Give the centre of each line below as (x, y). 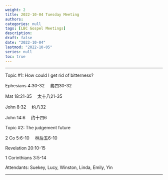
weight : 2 (15, 10)
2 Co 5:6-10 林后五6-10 (31, 138)
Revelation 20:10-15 (25, 148)
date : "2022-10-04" (25, 43)
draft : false (19, 38)
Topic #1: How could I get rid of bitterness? (49, 75)
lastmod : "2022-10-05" (29, 47)
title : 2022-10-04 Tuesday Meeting (42, 15)
